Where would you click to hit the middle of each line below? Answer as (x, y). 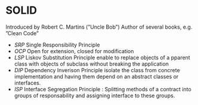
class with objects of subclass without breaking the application (92, 64)
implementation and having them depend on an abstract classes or (96, 76)
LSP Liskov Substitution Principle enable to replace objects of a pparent (102, 57)
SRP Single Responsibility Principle (57, 45)
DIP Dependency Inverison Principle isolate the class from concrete (97, 70)
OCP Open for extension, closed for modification (74, 51)
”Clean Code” (22, 33)
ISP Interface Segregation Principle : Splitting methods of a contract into (103, 89)
